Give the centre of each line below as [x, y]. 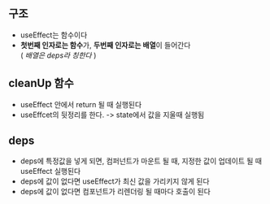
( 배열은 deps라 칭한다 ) [58, 55]
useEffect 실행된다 [50, 171]
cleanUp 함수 [41, 83]
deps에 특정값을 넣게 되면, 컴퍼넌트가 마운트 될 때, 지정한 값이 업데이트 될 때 [141, 161]
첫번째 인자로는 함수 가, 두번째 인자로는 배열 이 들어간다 [105, 45]
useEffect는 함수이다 [54, 35]
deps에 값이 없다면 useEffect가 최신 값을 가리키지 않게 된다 [115, 181]
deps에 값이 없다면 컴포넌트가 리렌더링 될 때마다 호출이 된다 [115, 192]
